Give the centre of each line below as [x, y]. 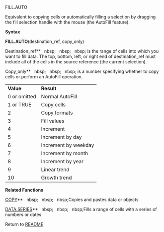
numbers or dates [23, 215]
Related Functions [24, 190]
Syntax [13, 32]
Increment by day [61, 137]
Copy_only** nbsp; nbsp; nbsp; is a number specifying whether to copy [82, 71]
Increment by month [65, 153]
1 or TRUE [20, 105]
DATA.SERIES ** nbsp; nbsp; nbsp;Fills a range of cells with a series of [81, 209]
